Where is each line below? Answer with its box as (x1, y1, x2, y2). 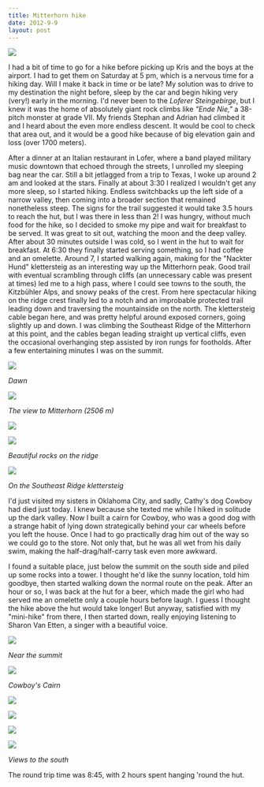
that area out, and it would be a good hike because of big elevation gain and (8, 129, 255, 139)
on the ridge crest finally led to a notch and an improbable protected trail (8, 296, 244, 305)
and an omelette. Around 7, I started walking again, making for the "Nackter (8, 254, 253, 263)
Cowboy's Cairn (8, 681, 61, 690)
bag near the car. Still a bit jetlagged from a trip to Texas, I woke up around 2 (8, 170, 257, 180)
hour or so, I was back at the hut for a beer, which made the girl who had (8, 587, 244, 596)
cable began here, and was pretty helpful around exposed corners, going (8, 312, 246, 322)
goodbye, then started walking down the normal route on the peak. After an (8, 579, 253, 588)
